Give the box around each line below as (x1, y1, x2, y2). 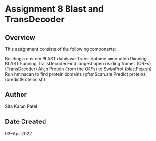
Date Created (5, 118, 46, 126)
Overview (5, 33, 36, 41)
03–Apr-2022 (5, 130, 32, 136)
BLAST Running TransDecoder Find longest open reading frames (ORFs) (5, 61, 151, 66)
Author (5, 90, 27, 99)
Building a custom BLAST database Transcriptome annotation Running (5, 56, 147, 61)
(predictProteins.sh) (5, 77, 45, 82)
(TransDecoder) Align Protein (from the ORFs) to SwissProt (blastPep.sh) (5, 66, 152, 72)
